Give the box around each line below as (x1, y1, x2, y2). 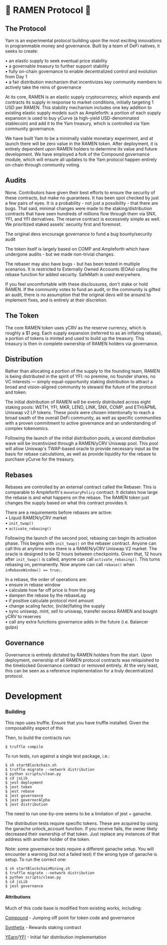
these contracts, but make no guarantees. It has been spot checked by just (5, 194, 159, 201)
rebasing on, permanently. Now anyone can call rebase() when (5, 562, 135, 568)
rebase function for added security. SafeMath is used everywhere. (5, 271, 142, 277)
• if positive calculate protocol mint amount (5, 598, 94, 604)
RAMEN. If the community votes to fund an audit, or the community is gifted (5, 286, 161, 292)
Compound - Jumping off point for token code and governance (5, 915, 135, 921)
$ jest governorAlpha (5, 797, 50, 802)
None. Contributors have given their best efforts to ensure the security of (5, 189, 156, 195)
